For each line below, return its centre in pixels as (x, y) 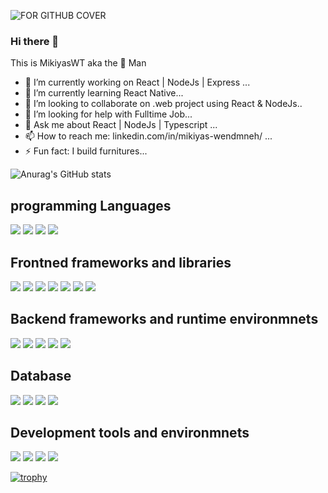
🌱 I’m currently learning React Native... (104, 93)
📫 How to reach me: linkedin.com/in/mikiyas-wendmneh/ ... (148, 136)
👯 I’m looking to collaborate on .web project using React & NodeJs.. (163, 104)
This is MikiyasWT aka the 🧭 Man (78, 63)
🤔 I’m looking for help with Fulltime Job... (108, 114)
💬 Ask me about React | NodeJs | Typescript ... (121, 125)
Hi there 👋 (35, 41)
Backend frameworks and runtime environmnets (164, 319)
